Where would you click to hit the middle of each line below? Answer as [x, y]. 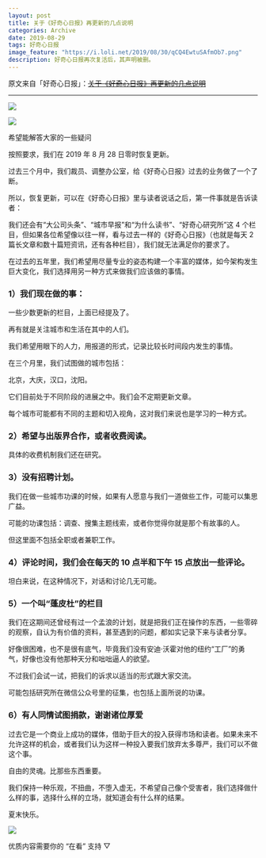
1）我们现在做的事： [47, 293]
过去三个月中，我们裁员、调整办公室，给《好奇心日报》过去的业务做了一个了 [133, 170]
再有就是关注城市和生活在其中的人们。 [70, 329]
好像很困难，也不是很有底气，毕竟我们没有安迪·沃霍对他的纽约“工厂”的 [123, 649]
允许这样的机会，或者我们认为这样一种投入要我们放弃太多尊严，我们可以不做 [133, 744]
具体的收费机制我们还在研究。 [57, 455]
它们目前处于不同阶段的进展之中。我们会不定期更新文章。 [102, 396]
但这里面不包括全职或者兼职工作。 [64, 539]
